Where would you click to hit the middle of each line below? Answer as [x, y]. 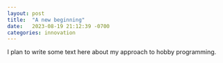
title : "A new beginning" [46, 20]
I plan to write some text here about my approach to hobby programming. [112, 52]
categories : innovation [42, 33]
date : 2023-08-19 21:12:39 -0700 [59, 26]
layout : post [26, 13]
